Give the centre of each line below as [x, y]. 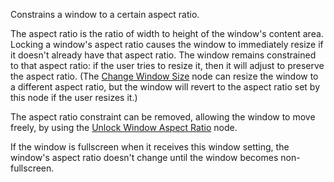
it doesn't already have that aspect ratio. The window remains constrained [163, 55]
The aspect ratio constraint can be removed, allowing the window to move [163, 117]
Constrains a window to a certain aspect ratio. [105, 14]
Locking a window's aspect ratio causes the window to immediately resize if [167, 44]
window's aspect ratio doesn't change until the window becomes [144, 157]
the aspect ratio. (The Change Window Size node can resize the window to [164, 76]
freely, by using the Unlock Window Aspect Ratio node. [124, 127]
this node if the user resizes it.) [74, 97]
